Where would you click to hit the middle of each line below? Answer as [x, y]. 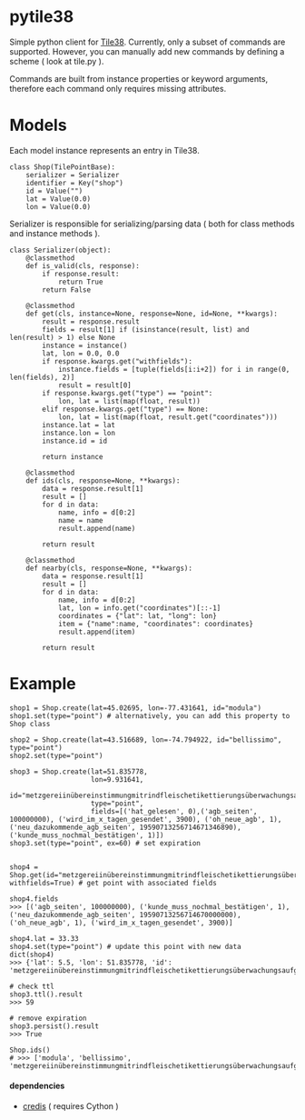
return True [80, 282]
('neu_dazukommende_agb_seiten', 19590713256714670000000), [126, 915]
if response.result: [81, 274]
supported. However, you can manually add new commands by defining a [147, 51]
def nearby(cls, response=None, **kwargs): [109, 568]
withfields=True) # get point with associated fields [113, 883]
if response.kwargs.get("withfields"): [118, 361]
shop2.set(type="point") [56, 755]
